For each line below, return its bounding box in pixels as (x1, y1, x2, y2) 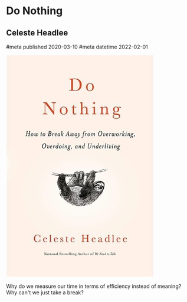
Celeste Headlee (6, 28, 68, 38)
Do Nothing (6, 4, 63, 18)
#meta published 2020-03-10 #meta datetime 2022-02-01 (6, 43, 149, 50)
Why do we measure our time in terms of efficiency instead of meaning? (6, 282, 182, 290)
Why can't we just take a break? (6, 289, 84, 296)
